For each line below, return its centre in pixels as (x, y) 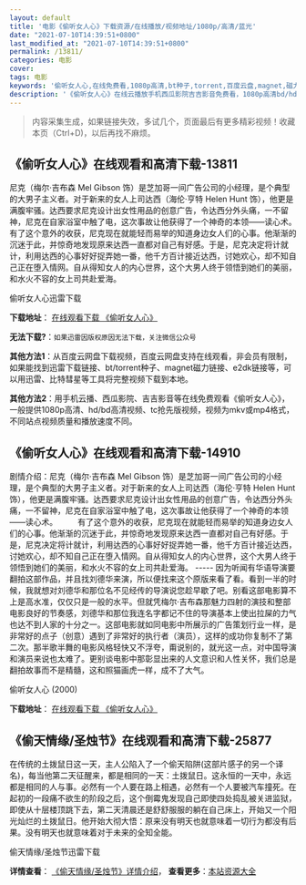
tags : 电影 (29, 77)
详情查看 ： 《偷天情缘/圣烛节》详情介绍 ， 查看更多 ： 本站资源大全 (133, 870)
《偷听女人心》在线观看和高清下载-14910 (125, 453)
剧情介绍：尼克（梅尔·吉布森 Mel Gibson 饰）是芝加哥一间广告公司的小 (142, 477)
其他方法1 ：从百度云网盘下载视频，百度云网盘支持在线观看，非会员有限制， (151, 356)
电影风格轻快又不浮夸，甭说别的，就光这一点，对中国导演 (189, 647)
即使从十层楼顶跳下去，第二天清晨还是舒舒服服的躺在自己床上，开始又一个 (149, 809)
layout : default (40, 18)
